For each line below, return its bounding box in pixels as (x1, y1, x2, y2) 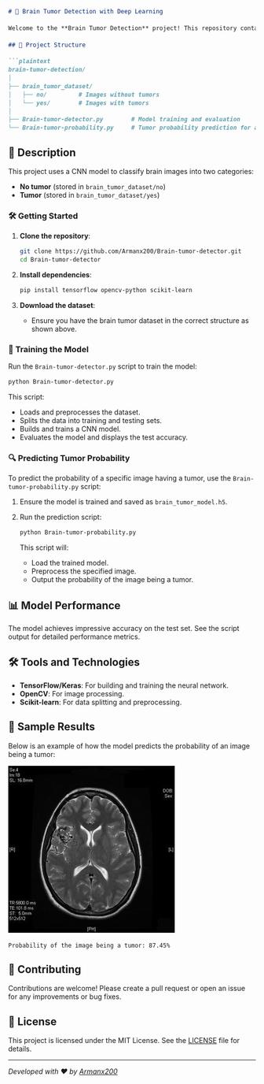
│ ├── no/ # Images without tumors (8, 91, 159, 98)
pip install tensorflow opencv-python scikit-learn (19, 286, 192, 294)
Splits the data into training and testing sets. (19, 416, 163, 425)
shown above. (31, 324, 77, 333)
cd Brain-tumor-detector (19, 256, 101, 264)
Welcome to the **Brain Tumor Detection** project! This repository (8, 24, 237, 32)
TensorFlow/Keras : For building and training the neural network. (19, 681, 229, 690)
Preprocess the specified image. (31, 566, 137, 576)
